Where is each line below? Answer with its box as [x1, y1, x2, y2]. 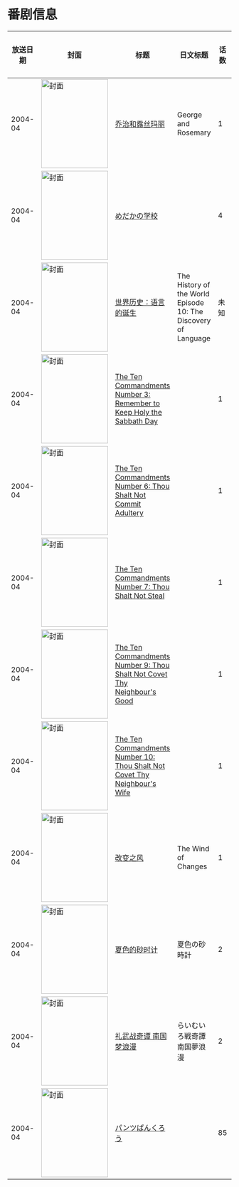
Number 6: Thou [115, 481, 170, 491]
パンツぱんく [115, 1123, 159, 1133]
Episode [176, 297, 205, 307]
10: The [176, 306, 204, 316]
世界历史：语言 [115, 297, 165, 307]
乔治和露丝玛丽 [115, 119, 165, 129]
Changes [176, 861, 208, 871]
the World [176, 289, 210, 299]
